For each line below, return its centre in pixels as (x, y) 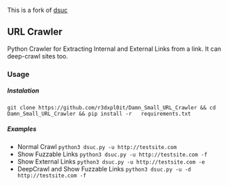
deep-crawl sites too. (38, 56)
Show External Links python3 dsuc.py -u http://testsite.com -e (111, 161)
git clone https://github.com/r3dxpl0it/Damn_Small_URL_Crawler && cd (112, 107)
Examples (22, 129)
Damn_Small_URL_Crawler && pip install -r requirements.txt (99, 114)
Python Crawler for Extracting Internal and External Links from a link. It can (114, 49)
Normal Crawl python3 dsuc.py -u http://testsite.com (97, 146)
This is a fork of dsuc (38, 10)
